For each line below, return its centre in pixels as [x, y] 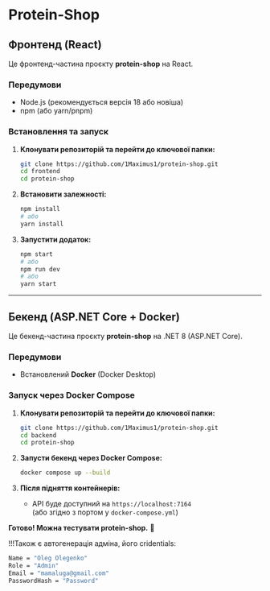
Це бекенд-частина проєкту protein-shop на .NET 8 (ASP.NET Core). [125, 337]
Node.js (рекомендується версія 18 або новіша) [102, 102]
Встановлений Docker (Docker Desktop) [88, 374]
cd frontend [40, 172]
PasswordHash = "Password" [53, 581]
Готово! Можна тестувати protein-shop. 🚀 [82, 528]
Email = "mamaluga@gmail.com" [59, 573]
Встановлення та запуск [58, 132]
